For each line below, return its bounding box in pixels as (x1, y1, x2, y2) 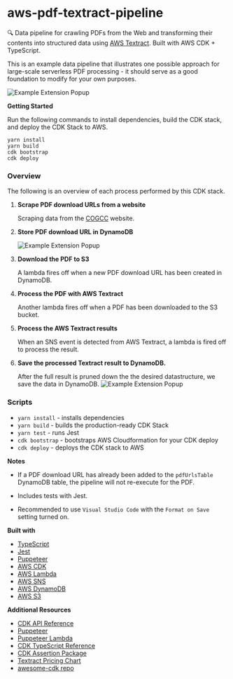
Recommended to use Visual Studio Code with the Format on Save (17, 505, 210, 513)
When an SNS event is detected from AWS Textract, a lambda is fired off (17, 338, 227, 347)
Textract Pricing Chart (17, 656, 82, 664)
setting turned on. (17, 512, 69, 520)
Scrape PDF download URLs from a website (17, 201, 146, 209)
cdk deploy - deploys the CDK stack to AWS (17, 443, 145, 452)
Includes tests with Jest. (17, 491, 88, 499)
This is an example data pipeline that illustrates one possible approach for (7, 60, 220, 68)
